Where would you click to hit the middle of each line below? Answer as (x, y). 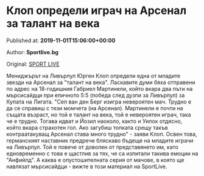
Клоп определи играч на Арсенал (97, 11)
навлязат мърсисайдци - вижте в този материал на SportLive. (87, 166)
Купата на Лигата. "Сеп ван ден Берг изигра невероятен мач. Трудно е (99, 102)
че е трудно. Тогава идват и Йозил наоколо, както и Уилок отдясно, (94, 121)
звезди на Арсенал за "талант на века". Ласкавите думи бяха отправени (101, 82)
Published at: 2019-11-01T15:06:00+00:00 (61, 40)
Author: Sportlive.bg (33, 52)
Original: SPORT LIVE (33, 64)
